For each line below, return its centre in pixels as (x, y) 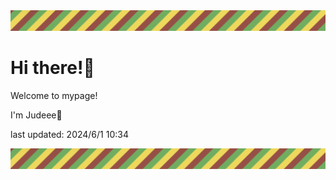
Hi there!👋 (52, 68)
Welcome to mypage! (54, 95)
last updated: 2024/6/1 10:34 (69, 134)
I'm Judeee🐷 (36, 115)
